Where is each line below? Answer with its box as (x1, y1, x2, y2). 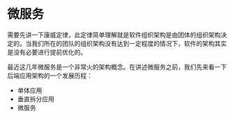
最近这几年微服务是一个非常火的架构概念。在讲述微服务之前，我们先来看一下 (7, 62, 227, 71)
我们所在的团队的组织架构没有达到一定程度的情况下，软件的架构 (31, 39, 214, 47)
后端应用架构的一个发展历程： (7, 71, 93, 80)
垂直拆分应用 (17, 94, 54, 103)
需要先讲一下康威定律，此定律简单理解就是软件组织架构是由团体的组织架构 (7, 31, 221, 39)
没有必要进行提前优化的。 (13, 48, 87, 56)
